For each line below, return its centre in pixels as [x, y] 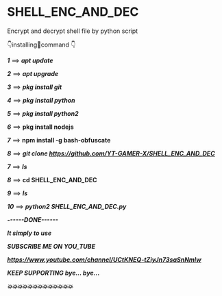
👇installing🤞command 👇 [41, 45]
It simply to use [29, 233]
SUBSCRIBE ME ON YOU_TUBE [51, 246]
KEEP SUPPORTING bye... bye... [53, 273]
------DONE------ [33, 219]
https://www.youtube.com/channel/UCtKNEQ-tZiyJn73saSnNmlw [104, 259]
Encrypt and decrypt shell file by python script [73, 31]
